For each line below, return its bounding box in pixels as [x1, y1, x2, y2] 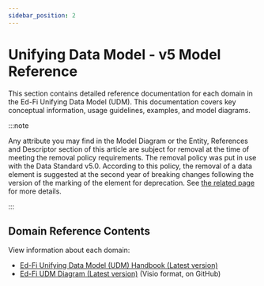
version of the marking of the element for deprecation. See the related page [8, 178, 255, 187]
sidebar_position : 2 [8, 11, 77, 20]
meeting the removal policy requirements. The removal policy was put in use [8, 152, 257, 162]
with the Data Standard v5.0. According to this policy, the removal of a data [8, 161, 253, 171]
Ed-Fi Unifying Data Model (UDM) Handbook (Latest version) [19, 261, 219, 270]
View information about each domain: [8, 246, 130, 255]
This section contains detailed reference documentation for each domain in [8, 88, 253, 98]
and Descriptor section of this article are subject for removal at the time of [8, 144, 250, 154]
